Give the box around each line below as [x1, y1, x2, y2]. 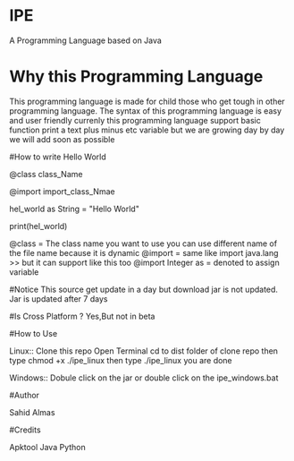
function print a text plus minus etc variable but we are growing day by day [9, 124, 285, 135]
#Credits [9, 424, 42, 435]
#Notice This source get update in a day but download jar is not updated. [9, 284, 279, 295]
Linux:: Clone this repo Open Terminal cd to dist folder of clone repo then [9, 346, 279, 356]
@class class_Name [9, 168, 83, 179]
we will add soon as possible [9, 133, 115, 144]
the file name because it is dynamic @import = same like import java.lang [9, 247, 279, 258]
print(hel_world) [9, 220, 68, 231]
